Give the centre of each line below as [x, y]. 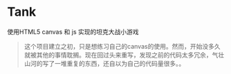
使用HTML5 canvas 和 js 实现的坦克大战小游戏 [73, 32]
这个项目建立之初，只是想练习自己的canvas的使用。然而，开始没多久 [122, 46]
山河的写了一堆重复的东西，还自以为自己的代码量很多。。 [104, 63]
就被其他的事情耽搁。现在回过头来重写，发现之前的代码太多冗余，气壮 [124, 55]
